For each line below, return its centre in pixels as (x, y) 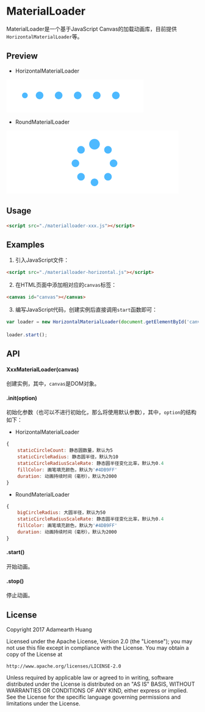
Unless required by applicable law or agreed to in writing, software (90, 678)
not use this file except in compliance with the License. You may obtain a (98, 648)
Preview (22, 56)
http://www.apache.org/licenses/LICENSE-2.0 (64, 666)
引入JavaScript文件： (42, 260)
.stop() (15, 581)
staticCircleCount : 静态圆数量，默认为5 (65, 451)
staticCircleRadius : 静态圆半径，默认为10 (68, 457)
